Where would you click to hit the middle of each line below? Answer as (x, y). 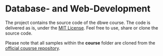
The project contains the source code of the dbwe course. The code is (78, 22)
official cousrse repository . (33, 48)
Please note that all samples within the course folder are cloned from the (80, 42)
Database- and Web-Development (78, 9)
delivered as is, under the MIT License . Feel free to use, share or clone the (82, 27)
